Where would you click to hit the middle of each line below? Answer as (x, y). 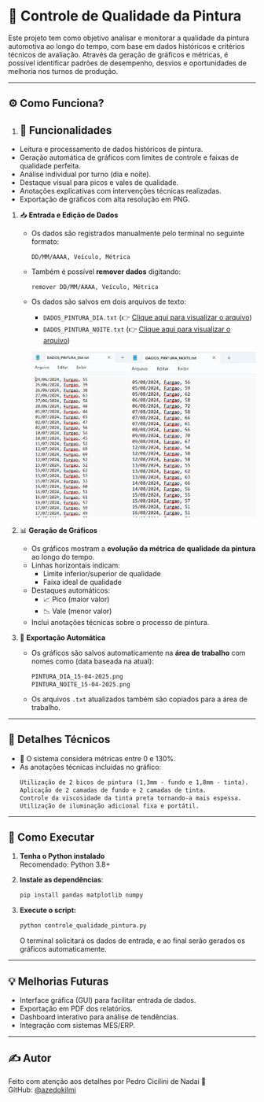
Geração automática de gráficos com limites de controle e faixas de (129, 157)
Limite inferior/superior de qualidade (102, 573)
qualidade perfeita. (50, 166)
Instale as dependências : (61, 880)
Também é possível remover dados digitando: (106, 272)
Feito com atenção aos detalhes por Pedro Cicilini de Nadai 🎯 (107, 1081)
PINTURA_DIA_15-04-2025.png (77, 676)
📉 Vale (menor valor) (77, 611)
